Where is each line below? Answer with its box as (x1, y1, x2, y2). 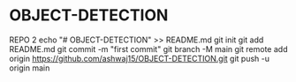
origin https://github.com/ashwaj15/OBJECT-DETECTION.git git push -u (9, 53, 270, 63)
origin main (9, 63, 50, 73)
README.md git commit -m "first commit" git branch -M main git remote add (9, 43, 288, 54)
